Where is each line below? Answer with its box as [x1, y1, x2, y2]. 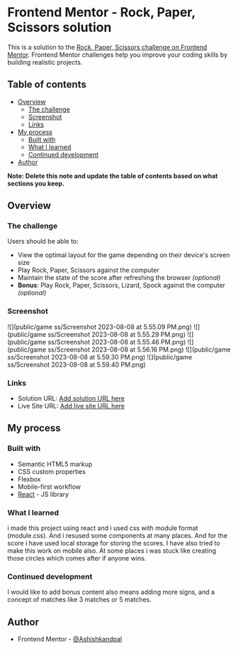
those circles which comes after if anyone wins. [7, 554, 147, 563]
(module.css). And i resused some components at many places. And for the [7, 531, 228, 540]
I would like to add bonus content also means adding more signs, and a [7, 587, 215, 597]
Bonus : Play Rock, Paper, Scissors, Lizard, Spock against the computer [17, 281, 225, 290]
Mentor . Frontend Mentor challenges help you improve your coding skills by [7, 50, 228, 59]
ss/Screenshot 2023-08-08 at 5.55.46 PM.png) [47, 337, 186, 346]
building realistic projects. [7, 58, 83, 66]
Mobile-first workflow [17, 482, 81, 491]
